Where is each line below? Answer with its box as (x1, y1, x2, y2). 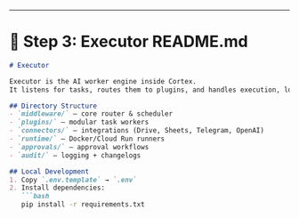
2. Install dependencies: (9, 183, 105, 192)
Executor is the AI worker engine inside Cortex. (9, 77, 198, 85)
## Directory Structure (9, 101, 98, 110)
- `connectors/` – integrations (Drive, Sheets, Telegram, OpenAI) (9, 126, 265, 135)
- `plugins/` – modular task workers (9, 117, 149, 127)
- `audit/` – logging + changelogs (9, 150, 141, 160)
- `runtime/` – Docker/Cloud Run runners (9, 134, 166, 143)
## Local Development (9, 166, 90, 176)
